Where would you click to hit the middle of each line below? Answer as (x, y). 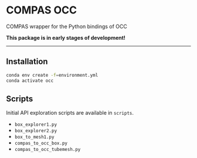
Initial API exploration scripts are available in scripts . (70, 113)
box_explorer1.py (36, 125)
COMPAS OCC (42, 10)
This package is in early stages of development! (66, 37)
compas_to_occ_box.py (41, 143)
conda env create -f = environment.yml (52, 75)
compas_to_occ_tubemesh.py (47, 150)
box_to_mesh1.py (34, 137)
